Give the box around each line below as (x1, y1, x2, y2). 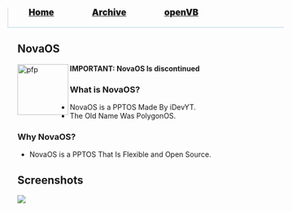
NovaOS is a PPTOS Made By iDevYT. (69, 102, 196, 112)
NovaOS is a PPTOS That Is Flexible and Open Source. (28, 149, 211, 159)
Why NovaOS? (17, 132, 76, 143)
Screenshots (17, 173, 84, 187)
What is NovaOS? (69, 84, 141, 95)
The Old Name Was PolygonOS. (69, 111, 177, 121)
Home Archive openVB (28, 7, 198, 18)
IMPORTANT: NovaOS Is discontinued (69, 63, 200, 73)
